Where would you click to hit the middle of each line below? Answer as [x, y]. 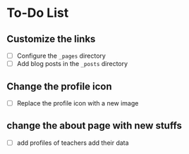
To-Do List [38, 13]
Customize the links [51, 39]
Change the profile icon [59, 86]
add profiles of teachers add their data [73, 143]
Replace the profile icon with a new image [78, 103]
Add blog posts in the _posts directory [72, 64]
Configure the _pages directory [61, 56]
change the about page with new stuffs [94, 126]
